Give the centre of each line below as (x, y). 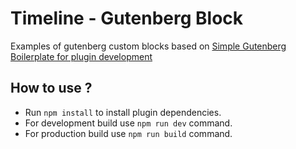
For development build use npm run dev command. (128, 123)
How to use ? (51, 88)
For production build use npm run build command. (128, 133)
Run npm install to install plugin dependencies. (123, 112)
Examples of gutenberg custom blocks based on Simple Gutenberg (148, 46)
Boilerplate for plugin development (81, 56)
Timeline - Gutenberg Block (127, 18)
